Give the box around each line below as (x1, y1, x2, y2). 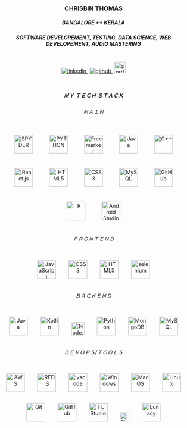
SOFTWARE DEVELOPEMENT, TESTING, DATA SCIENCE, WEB (15, 34, 172, 41)
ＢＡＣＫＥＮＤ (75, 292, 112, 299)
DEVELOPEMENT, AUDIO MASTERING (46, 40, 141, 47)
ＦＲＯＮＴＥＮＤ (73, 235, 114, 242)
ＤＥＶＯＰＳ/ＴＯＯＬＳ (64, 348, 123, 355)
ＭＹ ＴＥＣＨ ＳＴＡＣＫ (63, 92, 124, 99)
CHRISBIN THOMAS (64, 4, 123, 13)
